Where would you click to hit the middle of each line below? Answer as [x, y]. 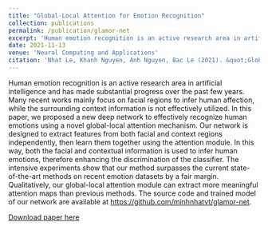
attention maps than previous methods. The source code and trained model [132, 193]
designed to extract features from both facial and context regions [116, 133]
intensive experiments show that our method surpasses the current [118, 168]
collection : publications [51, 23]
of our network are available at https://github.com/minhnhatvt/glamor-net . [130, 201]
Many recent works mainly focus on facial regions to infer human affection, [132, 100]
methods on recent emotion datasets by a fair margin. [131, 176]
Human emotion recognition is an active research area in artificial [115, 83]
